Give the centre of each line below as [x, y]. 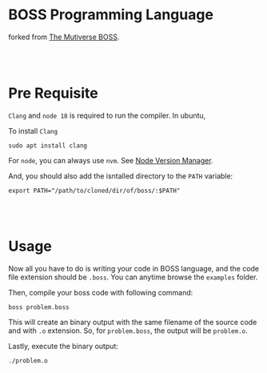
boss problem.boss [39, 307]
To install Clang [33, 130]
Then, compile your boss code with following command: [101, 292]
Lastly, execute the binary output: [63, 346]
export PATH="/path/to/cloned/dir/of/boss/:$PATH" [94, 191]
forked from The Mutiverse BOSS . [64, 37]
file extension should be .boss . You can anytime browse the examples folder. [133, 277]
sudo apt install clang [48, 146]
